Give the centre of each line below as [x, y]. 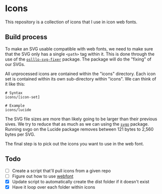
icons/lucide [18, 110]
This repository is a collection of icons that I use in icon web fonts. [71, 22]
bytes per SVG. [20, 134]
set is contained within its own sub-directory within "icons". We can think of [81, 79]
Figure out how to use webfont [43, 176]
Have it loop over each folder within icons [54, 187]
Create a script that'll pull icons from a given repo [61, 171]
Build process [26, 37]
